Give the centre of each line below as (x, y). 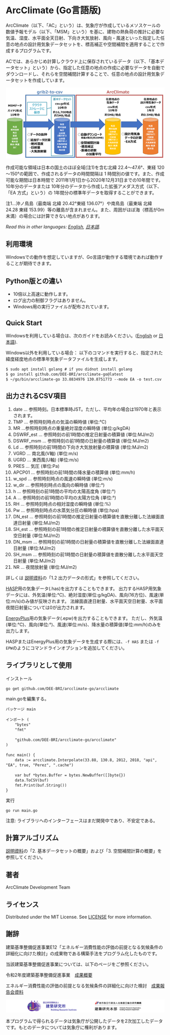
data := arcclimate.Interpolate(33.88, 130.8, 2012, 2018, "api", (86, 760)
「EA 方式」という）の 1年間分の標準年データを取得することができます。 (81, 192)
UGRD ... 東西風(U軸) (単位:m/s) (46, 460)
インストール (19, 678)
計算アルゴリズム (32, 838)
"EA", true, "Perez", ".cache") (40, 765)
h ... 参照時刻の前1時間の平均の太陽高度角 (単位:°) (64, 491)
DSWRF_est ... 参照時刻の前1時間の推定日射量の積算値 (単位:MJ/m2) (83, 434)
